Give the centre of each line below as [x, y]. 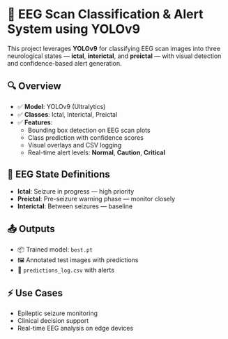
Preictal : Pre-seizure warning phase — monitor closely [96, 199]
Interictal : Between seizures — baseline [75, 206]
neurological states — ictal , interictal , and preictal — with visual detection [114, 56]
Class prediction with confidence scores [86, 137]
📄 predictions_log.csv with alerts [66, 270]
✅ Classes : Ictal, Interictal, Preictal [67, 114]
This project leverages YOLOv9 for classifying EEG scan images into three [114, 48]
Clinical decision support [53, 321]
